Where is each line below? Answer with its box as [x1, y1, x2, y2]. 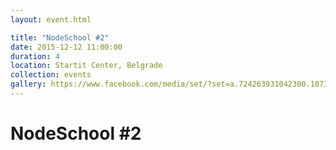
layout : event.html [10, 14, 92, 25]
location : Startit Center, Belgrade [10, 61, 163, 71]
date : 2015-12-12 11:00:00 [10, 42, 123, 52]
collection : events [10, 70, 92, 80]
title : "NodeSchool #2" [10, 32, 110, 43]
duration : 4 [10, 51, 60, 61]
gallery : [10, 79, 47, 90]
